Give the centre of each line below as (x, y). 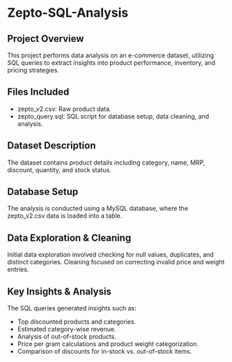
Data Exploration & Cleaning (69, 237)
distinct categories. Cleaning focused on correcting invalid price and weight (116, 262)
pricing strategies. (33, 70)
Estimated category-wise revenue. (67, 329)
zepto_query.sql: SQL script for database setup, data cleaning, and (113, 116)
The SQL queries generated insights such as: (72, 308)
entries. (18, 269)
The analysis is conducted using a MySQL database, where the (98, 209)
